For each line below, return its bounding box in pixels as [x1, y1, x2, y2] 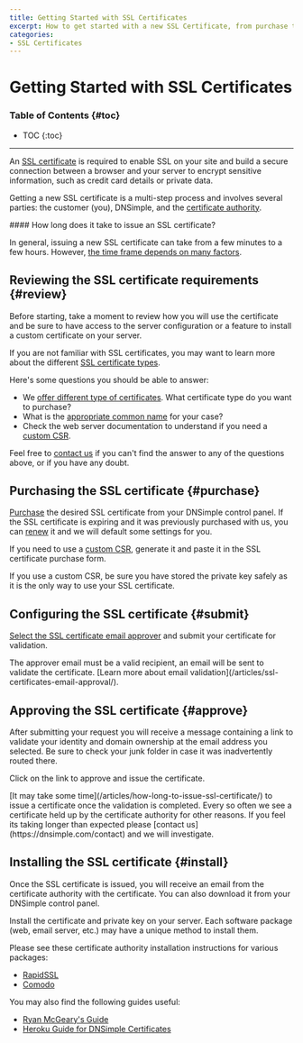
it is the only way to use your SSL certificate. [9, 581, 176, 591]
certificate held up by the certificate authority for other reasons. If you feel [9, 809, 286, 820]
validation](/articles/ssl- [189, 667, 280, 678]
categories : [9, 30, 54, 39]
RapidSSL [22, 969, 60, 980]
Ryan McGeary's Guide [22, 1013, 109, 1024]
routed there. [9, 755, 59, 766]
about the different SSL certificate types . [9, 357, 161, 368]
